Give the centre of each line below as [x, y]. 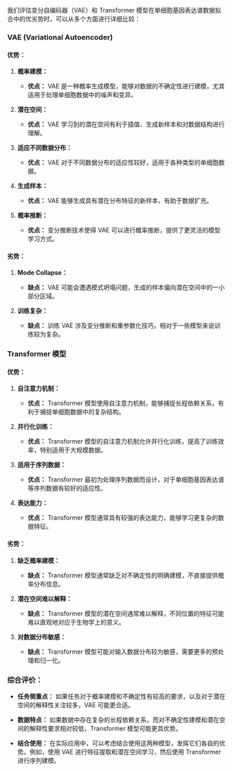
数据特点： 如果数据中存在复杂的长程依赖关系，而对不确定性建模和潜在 [118, 720]
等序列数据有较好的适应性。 [67, 489]
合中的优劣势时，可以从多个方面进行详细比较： [74, 19]
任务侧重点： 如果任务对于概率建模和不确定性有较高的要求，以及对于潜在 [121, 696]
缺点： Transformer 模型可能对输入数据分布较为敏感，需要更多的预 [123, 652]
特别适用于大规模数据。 [73, 450]
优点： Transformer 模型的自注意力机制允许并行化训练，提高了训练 [123, 441]
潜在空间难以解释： [45, 598]
